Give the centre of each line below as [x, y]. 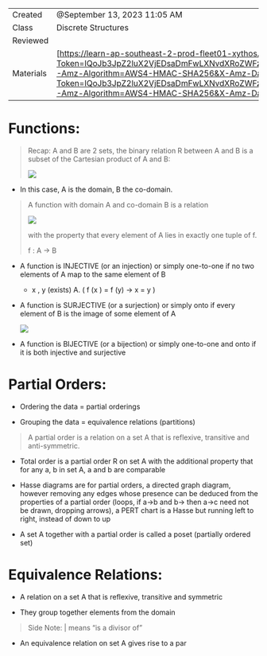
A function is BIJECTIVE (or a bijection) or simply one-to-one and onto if [138, 344]
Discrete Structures [93, 27]
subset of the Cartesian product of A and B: [99, 159]
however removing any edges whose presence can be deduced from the [139, 493]
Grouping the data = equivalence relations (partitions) [108, 421]
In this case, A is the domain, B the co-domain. [96, 189]
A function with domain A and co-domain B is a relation [118, 204]
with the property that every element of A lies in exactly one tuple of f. [142, 235]
